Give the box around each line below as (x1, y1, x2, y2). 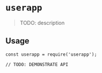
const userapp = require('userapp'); (5, 52, 97, 57)
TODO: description (19, 19, 65, 26)
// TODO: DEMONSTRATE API (5, 61, 68, 67)
